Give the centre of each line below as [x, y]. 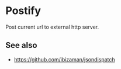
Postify [23, 11]
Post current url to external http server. [52, 27]
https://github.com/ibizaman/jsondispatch [64, 59]
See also [21, 45]
